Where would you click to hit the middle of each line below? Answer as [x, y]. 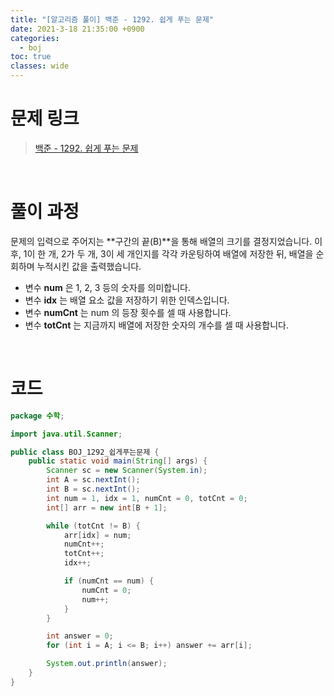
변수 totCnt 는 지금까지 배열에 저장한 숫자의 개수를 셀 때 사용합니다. [156, 325]
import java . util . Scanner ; [66, 434]
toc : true [31, 57]
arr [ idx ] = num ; [97, 535]
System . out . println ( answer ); [107, 664]
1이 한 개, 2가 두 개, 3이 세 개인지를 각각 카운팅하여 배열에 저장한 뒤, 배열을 [168, 253]
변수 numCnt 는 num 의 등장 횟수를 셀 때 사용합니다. [128, 312]
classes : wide [40, 66]
